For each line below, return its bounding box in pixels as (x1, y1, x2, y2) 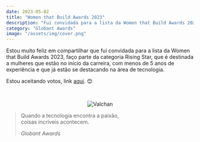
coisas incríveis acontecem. (20, 118, 89, 125)
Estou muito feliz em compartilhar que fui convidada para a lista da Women (6, 47, 190, 54)
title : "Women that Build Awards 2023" (6, 14, 105, 20)
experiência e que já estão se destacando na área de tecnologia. (6, 66, 165, 73)
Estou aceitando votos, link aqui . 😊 (6, 78, 93, 85)
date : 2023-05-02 (6, 8, 49, 15)
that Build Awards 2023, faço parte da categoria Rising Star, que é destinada (6, 53, 193, 61)
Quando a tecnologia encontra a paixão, (20, 112, 119, 119)
